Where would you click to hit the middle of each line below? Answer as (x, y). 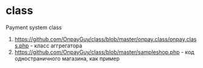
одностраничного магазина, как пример (67, 58)
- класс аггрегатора (56, 46)
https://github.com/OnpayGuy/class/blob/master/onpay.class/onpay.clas (105, 39)
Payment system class (34, 27)
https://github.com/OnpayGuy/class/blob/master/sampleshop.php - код (105, 52)
